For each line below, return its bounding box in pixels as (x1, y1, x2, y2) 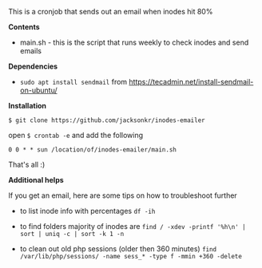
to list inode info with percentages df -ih (19, 207, 156, 215)
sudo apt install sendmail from (19, 77, 128, 86)
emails (19, 46, 42, 55)
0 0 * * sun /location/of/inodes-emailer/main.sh (8, 146, 177, 154)
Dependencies (8, 61, 58, 71)
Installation (8, 101, 46, 110)
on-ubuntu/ (19, 85, 58, 95)
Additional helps (8, 175, 64, 184)
